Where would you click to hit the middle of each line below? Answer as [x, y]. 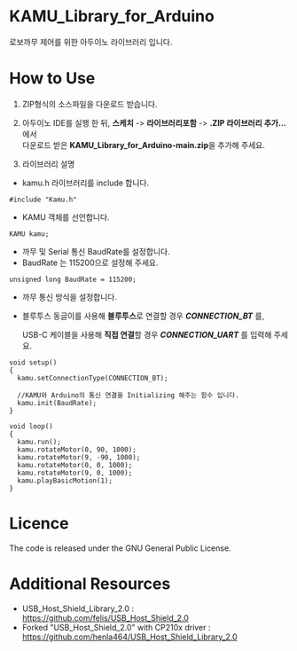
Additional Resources [90, 584]
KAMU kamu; [29, 234]
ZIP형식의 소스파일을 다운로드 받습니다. [90, 104]
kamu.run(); [39, 442]
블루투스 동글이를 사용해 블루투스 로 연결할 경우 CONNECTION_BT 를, [143, 316]
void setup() [33, 362]
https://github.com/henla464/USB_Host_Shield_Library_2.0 [129, 637]
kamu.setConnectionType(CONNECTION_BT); [93, 378]
